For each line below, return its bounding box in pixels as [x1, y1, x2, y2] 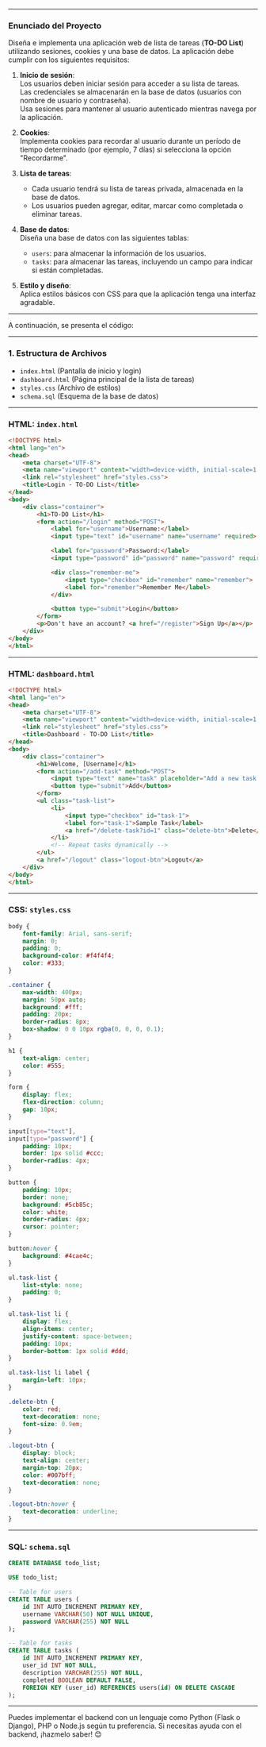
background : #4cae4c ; [22, 1251, 93, 1259]
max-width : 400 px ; [22, 988, 83, 997]
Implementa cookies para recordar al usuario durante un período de [19, 137, 241, 146]
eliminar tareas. [31, 210, 82, 219]
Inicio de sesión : [19, 71, 75, 80]
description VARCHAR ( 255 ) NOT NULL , [22, 1668, 144, 1676]
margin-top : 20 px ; [22, 1464, 83, 1471]
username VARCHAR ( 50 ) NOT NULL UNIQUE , [22, 1610, 154, 1618]
